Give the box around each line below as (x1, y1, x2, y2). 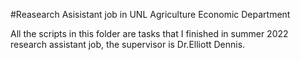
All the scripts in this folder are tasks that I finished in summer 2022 (10, 28, 289, 39)
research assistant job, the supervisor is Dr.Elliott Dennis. (10, 39, 246, 50)
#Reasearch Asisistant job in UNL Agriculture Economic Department (10, 9, 291, 20)
